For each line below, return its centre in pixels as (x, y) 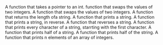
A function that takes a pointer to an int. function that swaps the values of (79, 7)
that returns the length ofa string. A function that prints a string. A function (80, 17)
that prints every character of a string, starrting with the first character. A (78, 27)
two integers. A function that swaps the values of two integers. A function (79, 12)
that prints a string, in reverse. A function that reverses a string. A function (80, 22)
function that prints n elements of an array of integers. (60, 37)
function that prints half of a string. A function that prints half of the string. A (82, 32)
